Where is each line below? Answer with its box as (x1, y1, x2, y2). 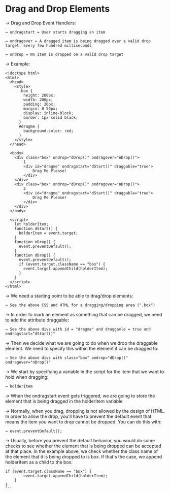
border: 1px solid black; (23, 115, 79, 120)
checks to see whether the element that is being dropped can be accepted (5, 443, 161, 449)
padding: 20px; (23, 102, 56, 107)
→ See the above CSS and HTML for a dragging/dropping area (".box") (5, 303, 156, 308)
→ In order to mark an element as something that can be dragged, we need (5, 311, 162, 317)
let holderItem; (14, 221, 49, 226)
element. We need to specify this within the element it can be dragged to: (5, 345, 159, 351)
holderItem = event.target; (18, 231, 79, 236)
